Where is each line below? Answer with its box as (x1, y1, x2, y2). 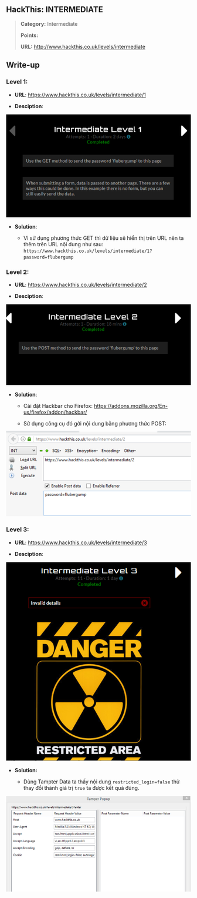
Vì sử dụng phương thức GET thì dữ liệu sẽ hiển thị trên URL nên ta (23, 234, 184, 242)
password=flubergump (23, 254, 74, 260)
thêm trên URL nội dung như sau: (23, 240, 104, 247)
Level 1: (6, 78, 28, 86)
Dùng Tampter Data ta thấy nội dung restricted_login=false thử (23, 778, 180, 785)
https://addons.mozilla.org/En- (93, 402, 168, 409)
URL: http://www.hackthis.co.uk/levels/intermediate (20, 43, 145, 50)
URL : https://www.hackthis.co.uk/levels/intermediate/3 (14, 539, 148, 546)
